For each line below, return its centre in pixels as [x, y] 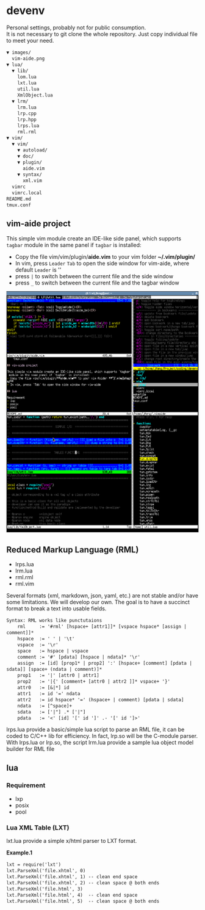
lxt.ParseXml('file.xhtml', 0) [46, 871]
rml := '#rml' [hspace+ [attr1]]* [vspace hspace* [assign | [102, 627]
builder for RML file [31, 749]
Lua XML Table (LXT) [38, 828]
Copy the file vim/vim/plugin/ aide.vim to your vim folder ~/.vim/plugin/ [105, 256]
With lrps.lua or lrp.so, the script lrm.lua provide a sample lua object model [100, 743]
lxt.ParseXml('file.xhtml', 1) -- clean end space [72, 877]
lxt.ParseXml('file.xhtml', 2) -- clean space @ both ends [83, 883]
